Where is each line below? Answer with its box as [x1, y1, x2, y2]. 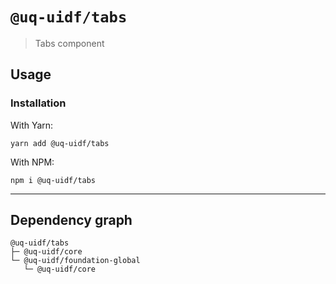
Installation [10, 96, 67, 110]
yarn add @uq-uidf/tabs [10, 138, 110, 148]
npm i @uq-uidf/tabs [10, 175, 97, 185]
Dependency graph [10, 212, 133, 229]
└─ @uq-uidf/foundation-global [10, 256, 141, 266]
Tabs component [34, 37, 105, 49]
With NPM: [10, 156, 55, 168]
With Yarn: [10, 119, 54, 131]
